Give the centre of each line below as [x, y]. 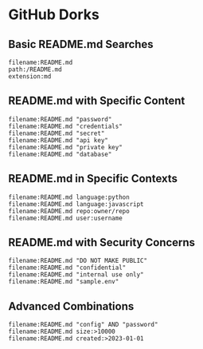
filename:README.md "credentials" [66, 126]
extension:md [30, 77]
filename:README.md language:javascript [76, 204]
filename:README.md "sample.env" [64, 282]
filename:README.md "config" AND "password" [83, 325]
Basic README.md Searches [81, 44]
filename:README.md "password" [60, 119]
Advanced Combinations [71, 306]
